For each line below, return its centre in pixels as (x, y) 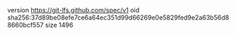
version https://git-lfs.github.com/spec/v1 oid (74, 10)
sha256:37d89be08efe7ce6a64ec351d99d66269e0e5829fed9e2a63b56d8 (118, 17)
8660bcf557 (26, 25)
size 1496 (59, 25)
